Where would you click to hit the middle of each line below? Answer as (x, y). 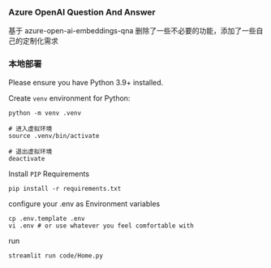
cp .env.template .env (47, 218)
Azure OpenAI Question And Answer (82, 12)
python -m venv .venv (45, 113)
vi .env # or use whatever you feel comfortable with (101, 226)
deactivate (27, 158)
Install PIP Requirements (49, 174)
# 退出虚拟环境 (30, 151)
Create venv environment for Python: (69, 98)
